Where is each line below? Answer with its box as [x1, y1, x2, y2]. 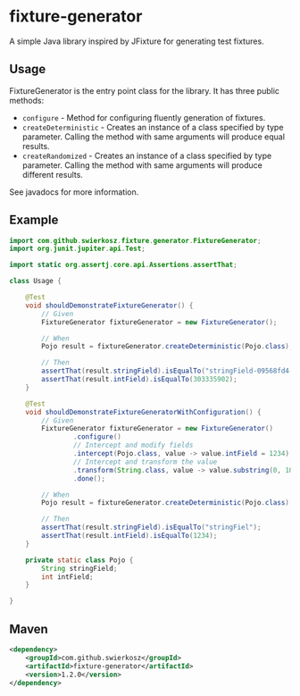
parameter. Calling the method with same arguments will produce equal [21, 131, 286, 142]
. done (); [72, 474, 105, 483]
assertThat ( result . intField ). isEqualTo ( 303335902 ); [41, 375, 238, 384]
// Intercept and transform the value [72, 457, 218, 466]
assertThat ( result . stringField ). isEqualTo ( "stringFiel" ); [41, 523, 262, 532]
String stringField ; [41, 564, 118, 573]
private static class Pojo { [25, 556, 134, 565]
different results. [21, 169, 83, 180]
